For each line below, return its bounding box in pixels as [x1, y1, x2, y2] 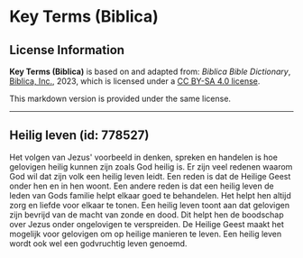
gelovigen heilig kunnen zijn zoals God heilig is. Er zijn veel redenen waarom [9, 161, 293, 172]
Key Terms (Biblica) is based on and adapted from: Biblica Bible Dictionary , [9, 66, 291, 77]
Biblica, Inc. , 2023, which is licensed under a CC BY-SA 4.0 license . [9, 76, 261, 87]
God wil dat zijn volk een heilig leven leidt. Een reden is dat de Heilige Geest [9, 170, 291, 181]
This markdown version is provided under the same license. [9, 93, 232, 104]
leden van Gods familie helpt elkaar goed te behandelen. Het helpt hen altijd [9, 189, 291, 200]
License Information [9, 42, 124, 58]
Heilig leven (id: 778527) [9, 128, 150, 143]
